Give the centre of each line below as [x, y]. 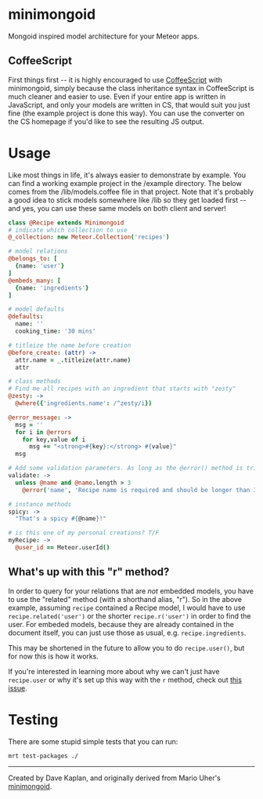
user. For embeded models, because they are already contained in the [121, 624]
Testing [33, 719]
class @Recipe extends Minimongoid [66, 223]
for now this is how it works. [54, 656]
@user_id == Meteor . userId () [63, 548]
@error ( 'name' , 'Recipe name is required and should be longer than [136, 490]
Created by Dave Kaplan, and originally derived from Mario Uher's [114, 778]
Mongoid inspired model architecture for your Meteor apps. [104, 36]
